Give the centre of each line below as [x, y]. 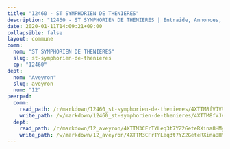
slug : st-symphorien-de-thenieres [62, 58]
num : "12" [27, 90]
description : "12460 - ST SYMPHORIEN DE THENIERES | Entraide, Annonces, [115, 20]
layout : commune [30, 39]
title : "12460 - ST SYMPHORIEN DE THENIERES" [73, 13]
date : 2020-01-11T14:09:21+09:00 [55, 26]
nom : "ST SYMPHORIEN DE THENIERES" [64, 52]
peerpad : [20, 97]
